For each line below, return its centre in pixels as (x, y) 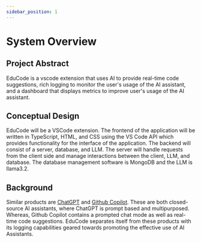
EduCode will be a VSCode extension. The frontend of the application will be (101, 130)
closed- (178, 202)
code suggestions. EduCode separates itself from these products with (105, 221)
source (15, 208)
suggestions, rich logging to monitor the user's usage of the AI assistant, (96, 84)
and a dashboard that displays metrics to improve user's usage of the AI (95, 91)
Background (29, 188)
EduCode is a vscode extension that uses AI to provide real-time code (93, 78)
